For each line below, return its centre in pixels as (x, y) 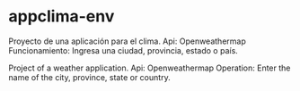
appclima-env (62, 17)
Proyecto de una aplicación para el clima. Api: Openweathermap (127, 41)
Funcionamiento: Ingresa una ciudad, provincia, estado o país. (124, 50)
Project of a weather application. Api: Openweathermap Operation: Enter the (150, 68)
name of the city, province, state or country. (90, 77)
